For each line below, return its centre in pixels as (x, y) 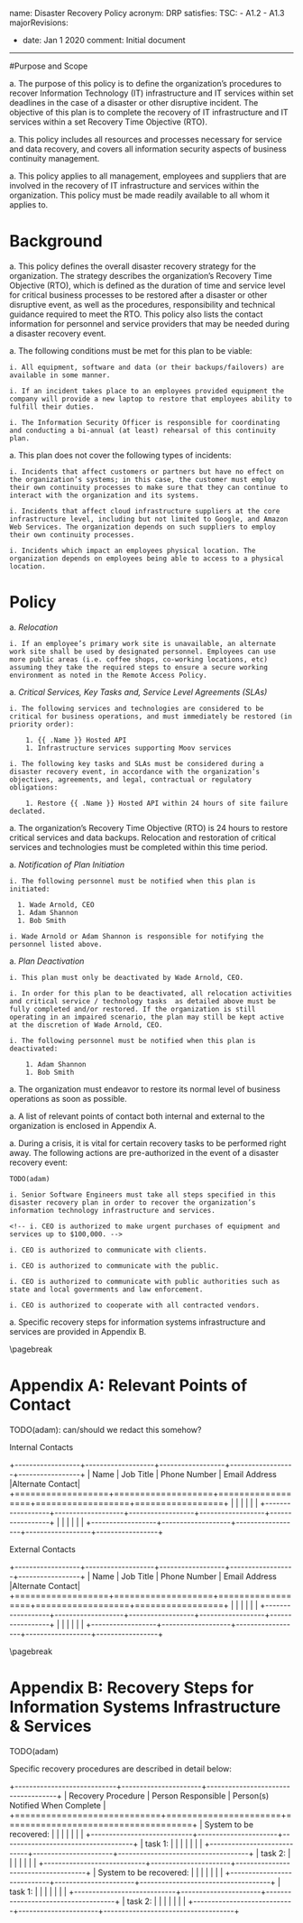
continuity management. (55, 158)
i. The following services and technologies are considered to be (137, 708)
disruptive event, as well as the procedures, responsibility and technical (142, 304)
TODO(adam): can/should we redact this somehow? (106, 1429)
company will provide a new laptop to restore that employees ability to (151, 399)
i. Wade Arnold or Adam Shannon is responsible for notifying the (137, 936)
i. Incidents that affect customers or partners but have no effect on (147, 472)
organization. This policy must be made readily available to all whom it (140, 195)
